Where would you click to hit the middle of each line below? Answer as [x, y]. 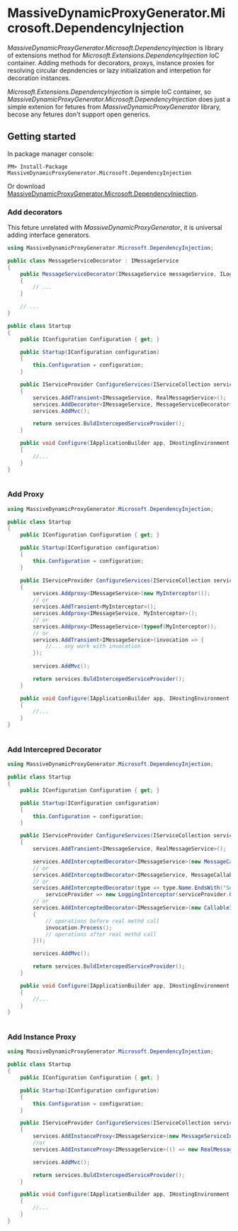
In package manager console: [51, 153]
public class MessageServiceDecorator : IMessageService [93, 260]
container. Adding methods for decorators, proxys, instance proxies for [111, 62]
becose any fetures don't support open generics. [79, 114]
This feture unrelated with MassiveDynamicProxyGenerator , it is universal [115, 228]
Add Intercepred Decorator [55, 749]
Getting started [42, 137]
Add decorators [35, 212]
